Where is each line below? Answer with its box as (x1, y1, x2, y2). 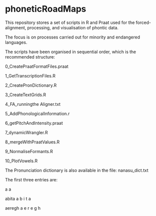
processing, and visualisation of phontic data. (27, 24, 118, 30)
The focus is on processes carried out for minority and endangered (5, 34, 140, 40)
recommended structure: (5, 54, 55, 59)
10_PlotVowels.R (5, 157, 38, 164)
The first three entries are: (5, 177, 58, 182)
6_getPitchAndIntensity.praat (5, 120, 63, 126)
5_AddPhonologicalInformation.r (5, 111, 70, 117)
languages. (5, 39, 28, 45)
